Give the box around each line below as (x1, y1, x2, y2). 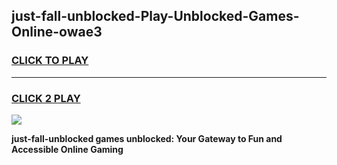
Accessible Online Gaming (11, 143, 124, 155)
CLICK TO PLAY (11, 54, 89, 68)
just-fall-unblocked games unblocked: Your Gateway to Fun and (11, 132, 283, 144)
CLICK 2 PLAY (11, 91, 81, 105)
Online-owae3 (11, 24, 103, 41)
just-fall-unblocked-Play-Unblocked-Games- (11, 8, 300, 25)
